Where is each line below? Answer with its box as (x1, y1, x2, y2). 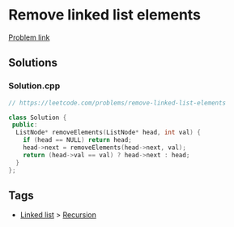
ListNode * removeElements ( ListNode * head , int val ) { (15, 128, 201, 137)
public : (11, 121, 38, 129)
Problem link (8, 32, 50, 42)
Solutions (8, 56, 58, 70)
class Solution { (8, 113, 67, 122)
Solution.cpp (8, 80, 61, 92)
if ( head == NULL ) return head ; (23, 136, 132, 144)
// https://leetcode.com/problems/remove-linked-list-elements (8, 99, 227, 107)
